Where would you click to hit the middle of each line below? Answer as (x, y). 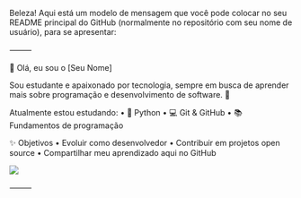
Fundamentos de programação (66, 125)
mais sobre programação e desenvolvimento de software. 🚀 (120, 95)
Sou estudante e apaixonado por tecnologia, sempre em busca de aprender (149, 85)
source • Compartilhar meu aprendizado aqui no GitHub (113, 153)
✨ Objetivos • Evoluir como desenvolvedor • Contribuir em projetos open (145, 143)
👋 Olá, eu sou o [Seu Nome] (61, 68)
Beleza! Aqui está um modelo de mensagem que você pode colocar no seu (148, 13)
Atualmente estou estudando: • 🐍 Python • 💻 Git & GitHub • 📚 (126, 112)
